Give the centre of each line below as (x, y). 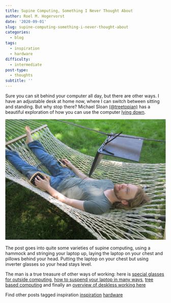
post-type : (17, 70)
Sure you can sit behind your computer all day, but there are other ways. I (82, 96)
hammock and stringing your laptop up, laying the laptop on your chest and (84, 253)
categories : (18, 32)
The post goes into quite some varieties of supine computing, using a (78, 248)
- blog (17, 38)
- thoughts (21, 75)
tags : (11, 43)
